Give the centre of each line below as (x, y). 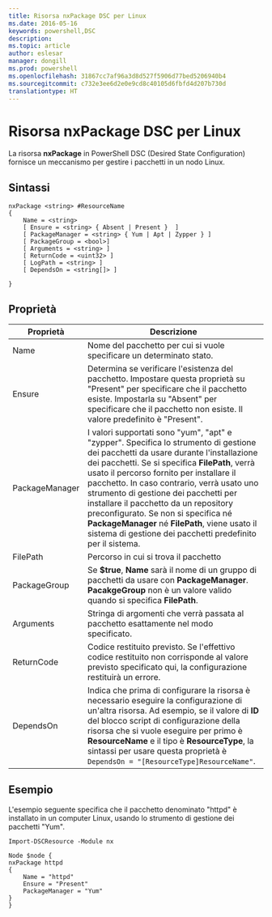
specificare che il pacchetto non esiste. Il (165, 409)
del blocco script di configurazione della (164, 720)
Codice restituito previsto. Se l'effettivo (161, 647)
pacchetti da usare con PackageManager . (168, 579)
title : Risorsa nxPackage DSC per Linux (78, 16)
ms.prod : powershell (43, 69)
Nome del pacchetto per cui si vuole (156, 345)
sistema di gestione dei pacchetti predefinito (172, 533)
